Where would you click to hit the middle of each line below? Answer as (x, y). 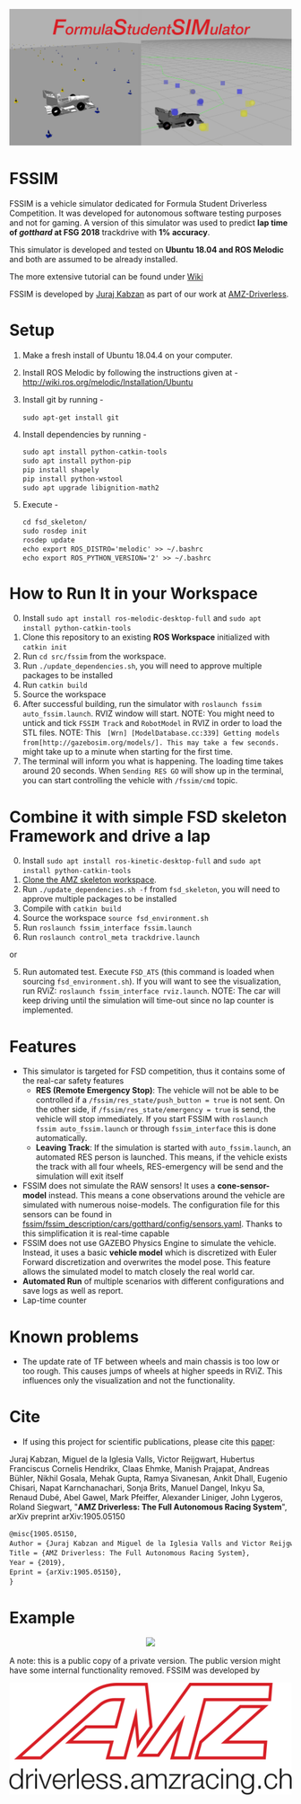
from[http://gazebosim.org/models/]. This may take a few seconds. (150, 743)
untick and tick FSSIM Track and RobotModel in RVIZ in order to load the (152, 723)
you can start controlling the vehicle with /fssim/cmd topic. (130, 781)
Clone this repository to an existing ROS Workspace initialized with (146, 637)
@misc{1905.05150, (43, 1534)
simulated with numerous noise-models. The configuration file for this (151, 1205)
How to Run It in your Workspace (133, 593)
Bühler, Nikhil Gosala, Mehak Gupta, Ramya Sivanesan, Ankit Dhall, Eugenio (149, 1479)
